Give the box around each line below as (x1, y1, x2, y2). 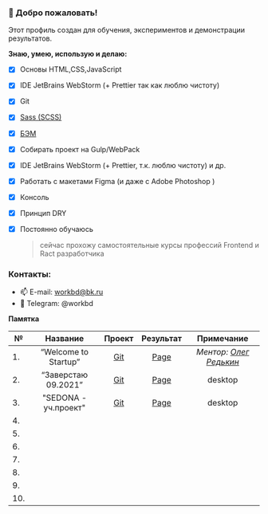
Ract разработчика (39, 249, 105, 258)
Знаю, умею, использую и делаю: (8, 49, 128, 59)
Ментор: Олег (195, 347, 250, 358)
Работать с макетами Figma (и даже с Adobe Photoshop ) (19, 176, 215, 186)
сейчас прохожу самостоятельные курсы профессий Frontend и (39, 240, 259, 249)
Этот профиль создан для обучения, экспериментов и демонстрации (8, 26, 246, 35)
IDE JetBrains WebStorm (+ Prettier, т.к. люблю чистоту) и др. (19, 160, 227, 170)
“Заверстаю (41, 370, 89, 381)
